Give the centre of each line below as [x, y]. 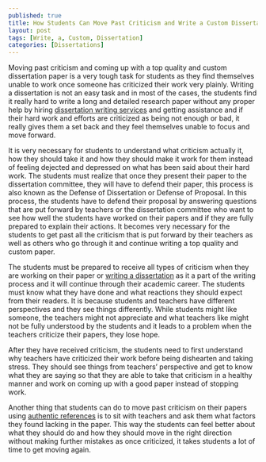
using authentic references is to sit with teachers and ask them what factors [132, 416]
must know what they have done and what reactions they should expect [125, 293]
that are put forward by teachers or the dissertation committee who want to [131, 210]
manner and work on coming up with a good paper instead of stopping [123, 384]
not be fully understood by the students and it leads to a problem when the [130, 326]
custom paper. [32, 252]
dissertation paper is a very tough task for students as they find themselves [131, 76]
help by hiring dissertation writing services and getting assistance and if [126, 110]
